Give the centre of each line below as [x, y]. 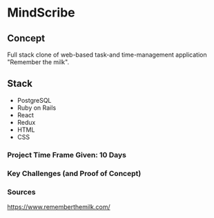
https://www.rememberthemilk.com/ [59, 207]
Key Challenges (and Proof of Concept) [74, 173]
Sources [21, 192]
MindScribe [41, 13]
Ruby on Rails [37, 108]
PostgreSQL [34, 100]
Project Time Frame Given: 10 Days [67, 155]
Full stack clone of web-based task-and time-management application [107, 54]
